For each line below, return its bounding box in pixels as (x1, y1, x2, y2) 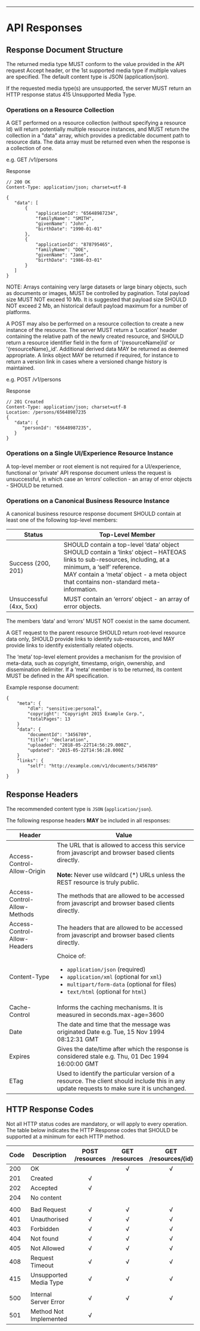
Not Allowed (30, 1244, 65, 1252)
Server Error (30, 1298, 65, 1306)
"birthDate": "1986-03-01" (35, 257, 102, 264)
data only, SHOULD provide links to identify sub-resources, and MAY (6, 635, 175, 643)
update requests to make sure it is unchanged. (57, 1084, 186, 1092)
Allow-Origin (9, 867, 46, 875)
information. (63, 585, 98, 593)
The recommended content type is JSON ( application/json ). (6, 805, 153, 812)
